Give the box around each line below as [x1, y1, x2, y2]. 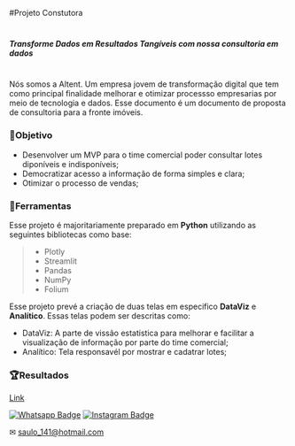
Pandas [43, 265, 73, 275]
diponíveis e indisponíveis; [21, 158, 120, 169]
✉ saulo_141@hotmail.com [9, 427, 105, 437]
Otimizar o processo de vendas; [21, 177, 139, 188]
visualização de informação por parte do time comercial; [21, 336, 229, 348]
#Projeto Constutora [9, 8, 83, 18]
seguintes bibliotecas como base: [9, 229, 132, 240]
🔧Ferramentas [9, 199, 72, 211]
